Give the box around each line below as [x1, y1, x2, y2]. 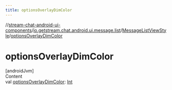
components [5, 27, 32, 33]
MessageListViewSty [122, 27, 167, 33]
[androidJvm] [5, 67, 34, 74]
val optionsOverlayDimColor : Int [5, 78, 73, 85]
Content [5, 73, 23, 79]
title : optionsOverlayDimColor [5, 7, 72, 13]
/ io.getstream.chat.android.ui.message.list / [31, 27, 122, 33]
